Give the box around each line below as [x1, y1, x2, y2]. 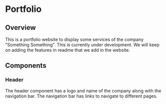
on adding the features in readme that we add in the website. [5, 47, 131, 53]
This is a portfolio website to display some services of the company [5, 36, 144, 42]
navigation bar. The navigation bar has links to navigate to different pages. [5, 93, 158, 99]
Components [5, 61, 46, 70]
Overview [5, 23, 36, 32]
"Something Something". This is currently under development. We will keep [5, 42, 160, 48]
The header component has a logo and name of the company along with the [5, 88, 162, 94]
